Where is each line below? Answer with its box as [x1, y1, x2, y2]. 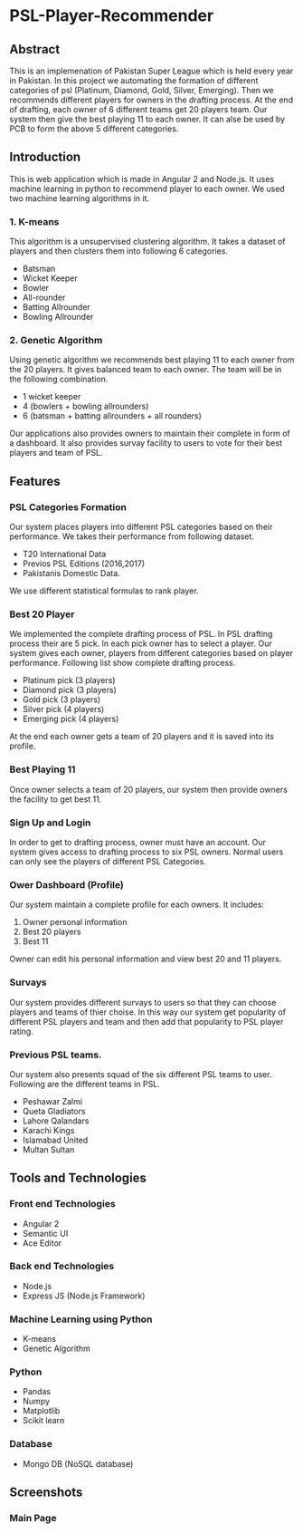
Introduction [9, 149, 81, 165]
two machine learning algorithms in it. [9, 192, 150, 204]
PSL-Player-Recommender [9, 5, 214, 26]
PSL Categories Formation [9, 500, 127, 513]
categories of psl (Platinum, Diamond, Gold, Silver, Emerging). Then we [9, 85, 274, 95]
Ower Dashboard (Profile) [9, 878, 124, 891]
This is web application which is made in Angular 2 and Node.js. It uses [9, 173, 274, 184]
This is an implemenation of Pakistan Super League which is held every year [9, 65, 294, 76]
